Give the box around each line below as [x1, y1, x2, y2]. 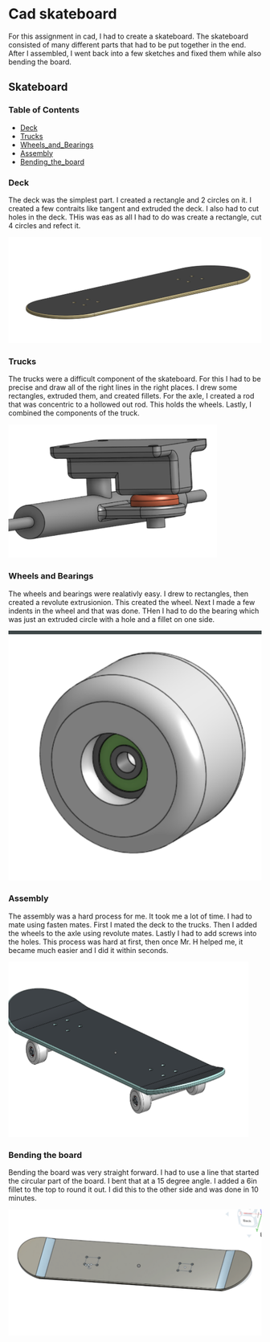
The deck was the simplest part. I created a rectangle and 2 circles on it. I [8, 194, 252, 205]
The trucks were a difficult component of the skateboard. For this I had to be [8, 374, 261, 384]
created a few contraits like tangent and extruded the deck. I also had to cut [8, 203, 260, 213]
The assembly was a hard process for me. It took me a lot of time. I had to [8, 911, 252, 921]
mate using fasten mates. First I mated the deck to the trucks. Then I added [8, 919, 257, 929]
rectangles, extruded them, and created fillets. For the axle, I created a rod [8, 391, 255, 401]
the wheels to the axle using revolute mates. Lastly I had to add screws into [8, 928, 257, 938]
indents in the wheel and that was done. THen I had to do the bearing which [8, 606, 260, 616]
